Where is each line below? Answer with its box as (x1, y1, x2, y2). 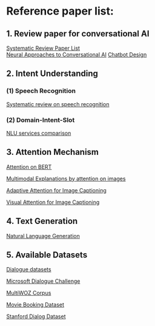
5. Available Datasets (6, 250, 88, 260)
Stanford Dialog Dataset (6, 313, 66, 320)
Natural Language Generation (6, 232, 80, 239)
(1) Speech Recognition (6, 87, 76, 95)
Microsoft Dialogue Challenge (6, 277, 81, 285)
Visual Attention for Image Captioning (6, 199, 100, 206)
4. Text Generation (6, 216, 78, 226)
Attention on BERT (6, 163, 52, 171)
